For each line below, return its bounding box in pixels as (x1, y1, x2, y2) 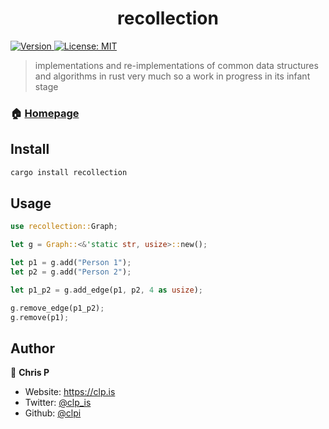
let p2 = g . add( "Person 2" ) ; (10, 267, 132, 277)
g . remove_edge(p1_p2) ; (10, 303, 105, 313)
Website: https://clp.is (24, 386, 116, 398)
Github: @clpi (24, 407, 82, 419)
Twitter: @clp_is (24, 397, 92, 409)
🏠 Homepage (10, 106, 80, 120)
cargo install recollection (10, 167, 128, 177)
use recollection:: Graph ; (10, 222, 118, 232)
